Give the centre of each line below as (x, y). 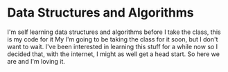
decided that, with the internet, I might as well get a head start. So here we (114, 54)
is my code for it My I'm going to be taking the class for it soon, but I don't (113, 39)
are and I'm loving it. (36, 61)
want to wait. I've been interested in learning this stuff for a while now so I (113, 46)
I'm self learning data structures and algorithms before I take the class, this (114, 32)
